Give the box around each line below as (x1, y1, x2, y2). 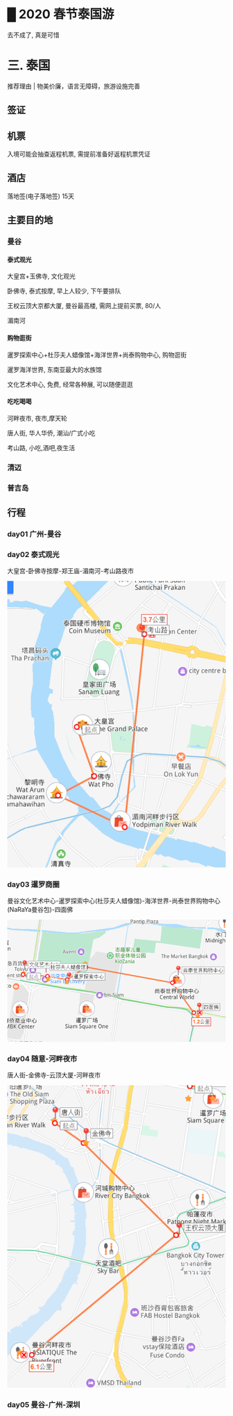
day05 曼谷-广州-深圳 (7, 1400, 80, 1410)
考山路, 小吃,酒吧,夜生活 (7, 443, 76, 452)
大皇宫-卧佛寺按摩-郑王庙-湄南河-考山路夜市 (7, 567, 134, 575)
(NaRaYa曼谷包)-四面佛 (7, 906, 74, 914)
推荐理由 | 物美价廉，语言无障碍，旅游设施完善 (7, 81, 141, 90)
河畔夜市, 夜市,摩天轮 (7, 414, 68, 422)
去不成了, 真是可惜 (7, 31, 60, 39)
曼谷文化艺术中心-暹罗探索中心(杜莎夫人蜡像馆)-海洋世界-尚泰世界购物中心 (7, 896, 221, 905)
